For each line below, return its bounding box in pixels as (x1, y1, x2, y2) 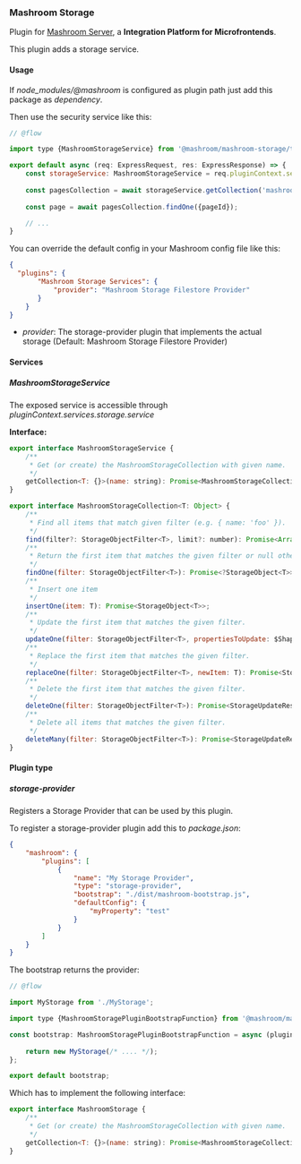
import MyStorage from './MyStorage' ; (9, 998, 154, 1007)
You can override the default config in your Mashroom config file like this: (9, 244, 280, 254)
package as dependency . (9, 94, 103, 105)
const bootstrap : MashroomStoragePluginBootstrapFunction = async (9, 1030, 262, 1040)
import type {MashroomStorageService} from (9, 145, 175, 154)
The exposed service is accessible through (9, 399, 168, 410)
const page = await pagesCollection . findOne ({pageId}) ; (25, 202, 239, 211)
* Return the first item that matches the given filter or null (29, 552, 275, 561)
